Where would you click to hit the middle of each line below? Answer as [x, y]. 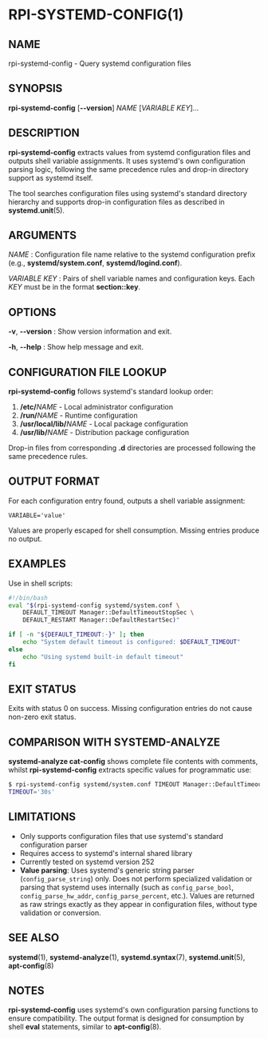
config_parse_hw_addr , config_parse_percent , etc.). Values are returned [137, 895]
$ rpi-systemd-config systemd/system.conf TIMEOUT [94, 785]
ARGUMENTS [43, 236]
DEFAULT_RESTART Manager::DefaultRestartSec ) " [101, 620]
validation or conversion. [60, 913]
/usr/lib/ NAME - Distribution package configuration [104, 433]
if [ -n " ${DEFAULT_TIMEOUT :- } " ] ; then [77, 635]
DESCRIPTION [44, 133]
